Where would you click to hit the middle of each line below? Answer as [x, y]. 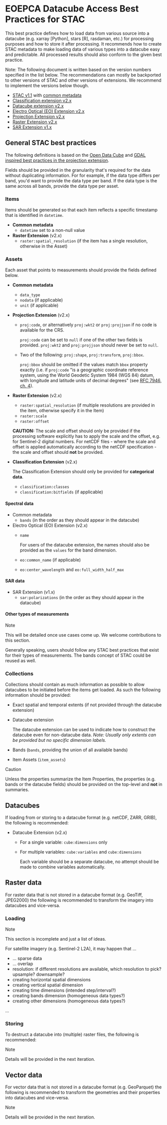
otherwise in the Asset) [44, 246]
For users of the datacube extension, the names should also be [84, 544]
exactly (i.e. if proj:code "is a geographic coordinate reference [84, 370]
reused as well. [21, 660]
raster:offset [34, 422]
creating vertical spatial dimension [48, 985]
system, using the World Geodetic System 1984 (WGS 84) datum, [87, 375]
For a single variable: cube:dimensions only [64, 842]
